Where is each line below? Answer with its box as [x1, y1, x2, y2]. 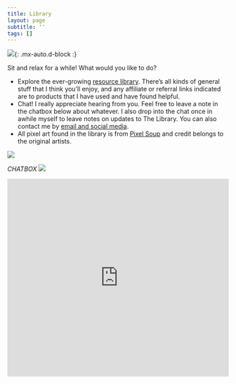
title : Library [7, 10, 52, 18]
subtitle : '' [7, 23, 46, 30]
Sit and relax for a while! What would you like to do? [7, 64, 157, 72]
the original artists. [17, 137, 72, 146]
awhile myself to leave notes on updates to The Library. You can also [17, 115, 217, 123]
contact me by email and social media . [17, 122, 129, 131]
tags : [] [7, 30, 33, 37]
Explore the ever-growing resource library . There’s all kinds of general [17, 77, 220, 86]
